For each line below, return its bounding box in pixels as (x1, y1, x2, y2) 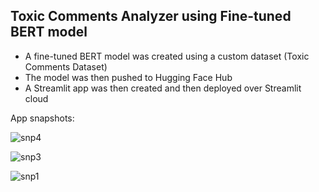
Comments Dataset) (24, 60, 108, 73)
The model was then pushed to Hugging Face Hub (24, 71, 233, 83)
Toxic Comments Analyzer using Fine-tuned (10, 8, 292, 25)
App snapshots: (10, 112, 75, 124)
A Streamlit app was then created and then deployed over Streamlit (24, 82, 302, 94)
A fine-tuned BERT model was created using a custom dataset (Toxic (24, 50, 310, 62)
